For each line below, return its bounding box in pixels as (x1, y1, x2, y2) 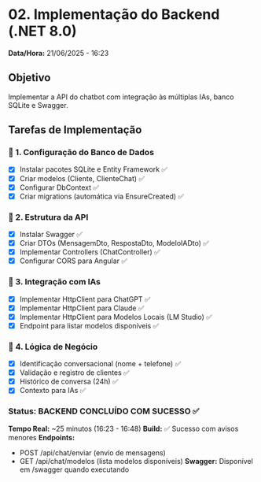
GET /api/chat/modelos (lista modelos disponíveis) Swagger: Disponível (19, 456, 253, 465)
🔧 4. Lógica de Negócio (8, 341, 98, 352)
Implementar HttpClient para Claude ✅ (19, 303, 145, 313)
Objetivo (8, 71, 51, 84)
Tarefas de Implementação (8, 124, 142, 137)
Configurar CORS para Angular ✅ (19, 256, 128, 265)
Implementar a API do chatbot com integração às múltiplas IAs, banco (8, 92, 234, 102)
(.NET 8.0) (8, 22, 77, 40)
